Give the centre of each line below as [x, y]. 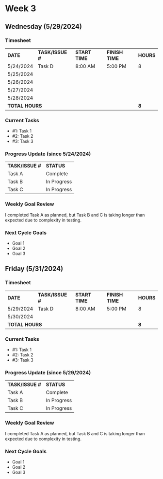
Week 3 [21, 9]
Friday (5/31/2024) [34, 269]
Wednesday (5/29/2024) [44, 27]
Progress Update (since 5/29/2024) [48, 372]
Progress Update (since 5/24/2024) [48, 154]
